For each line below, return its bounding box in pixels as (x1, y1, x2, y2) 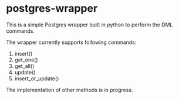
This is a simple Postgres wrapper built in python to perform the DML (6, 21, 173, 28)
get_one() (14, 56, 38, 63)
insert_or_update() (14, 75, 59, 82)
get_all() (14, 62, 35, 69)
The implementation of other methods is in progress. (6, 86, 133, 93)
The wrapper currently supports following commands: (6, 39, 137, 46)
